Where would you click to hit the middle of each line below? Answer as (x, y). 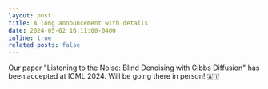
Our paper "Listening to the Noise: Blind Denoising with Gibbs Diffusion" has (134, 68)
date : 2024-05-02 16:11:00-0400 (62, 30)
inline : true (30, 38)
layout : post (30, 15)
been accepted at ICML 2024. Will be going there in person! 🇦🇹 (114, 76)
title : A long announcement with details (78, 23)
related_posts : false (44, 45)
